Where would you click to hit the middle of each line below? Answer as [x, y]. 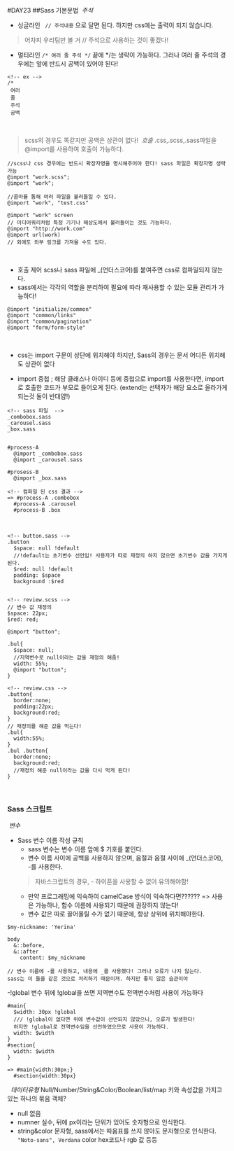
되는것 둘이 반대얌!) [44, 396]
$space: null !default [46, 548]
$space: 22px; [28, 613]
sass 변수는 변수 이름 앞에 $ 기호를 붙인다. [86, 849]
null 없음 [29, 1114]
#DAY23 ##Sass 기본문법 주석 [50, 10]
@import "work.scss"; [39, 177]
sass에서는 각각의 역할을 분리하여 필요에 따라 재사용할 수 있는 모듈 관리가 [117, 287]
